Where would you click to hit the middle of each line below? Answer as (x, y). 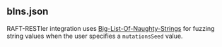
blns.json (28, 12)
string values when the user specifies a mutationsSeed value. (95, 36)
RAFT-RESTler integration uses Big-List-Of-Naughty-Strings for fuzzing (111, 28)
